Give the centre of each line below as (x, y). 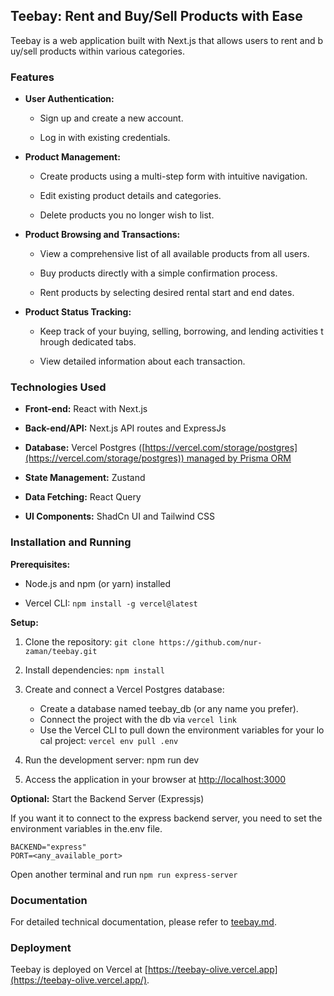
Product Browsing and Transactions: (102, 235)
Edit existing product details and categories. (130, 196)
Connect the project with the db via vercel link (138, 719)
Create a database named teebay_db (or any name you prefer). (169, 708)
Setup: (24, 622)
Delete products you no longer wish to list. (127, 215)
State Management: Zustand (85, 478)
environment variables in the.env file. (86, 828)
